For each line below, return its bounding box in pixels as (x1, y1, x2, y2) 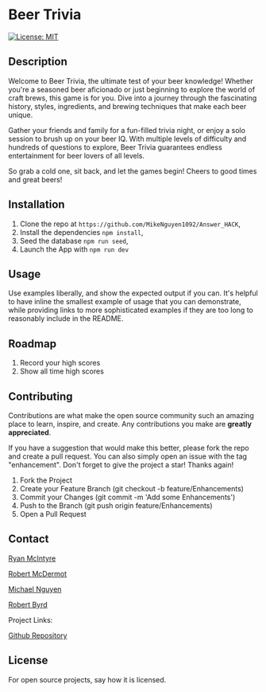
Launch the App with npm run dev (19, 244, 129, 254)
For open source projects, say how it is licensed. (8, 674, 167, 684)
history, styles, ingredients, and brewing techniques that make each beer (8, 101, 247, 111)
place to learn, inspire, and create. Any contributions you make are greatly (8, 420, 253, 428)
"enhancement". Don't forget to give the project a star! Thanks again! (8, 460, 234, 469)
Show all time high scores (19, 366, 105, 376)
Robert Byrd (8, 600, 48, 609)
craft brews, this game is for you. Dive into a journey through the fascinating (8, 93, 257, 103)
